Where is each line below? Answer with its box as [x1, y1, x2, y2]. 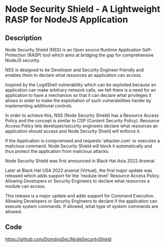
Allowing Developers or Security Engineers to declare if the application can [5, 198, 158, 204]
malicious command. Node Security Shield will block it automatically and [5, 143, 152, 149]
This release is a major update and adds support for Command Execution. [5, 193, 155, 198]
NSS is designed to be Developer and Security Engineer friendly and [5, 67, 144, 73]
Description [5, 34, 42, 42]
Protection [5, 52, 26, 58]
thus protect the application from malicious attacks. [5, 148, 110, 154]
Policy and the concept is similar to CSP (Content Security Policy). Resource [5, 118, 160, 123]
